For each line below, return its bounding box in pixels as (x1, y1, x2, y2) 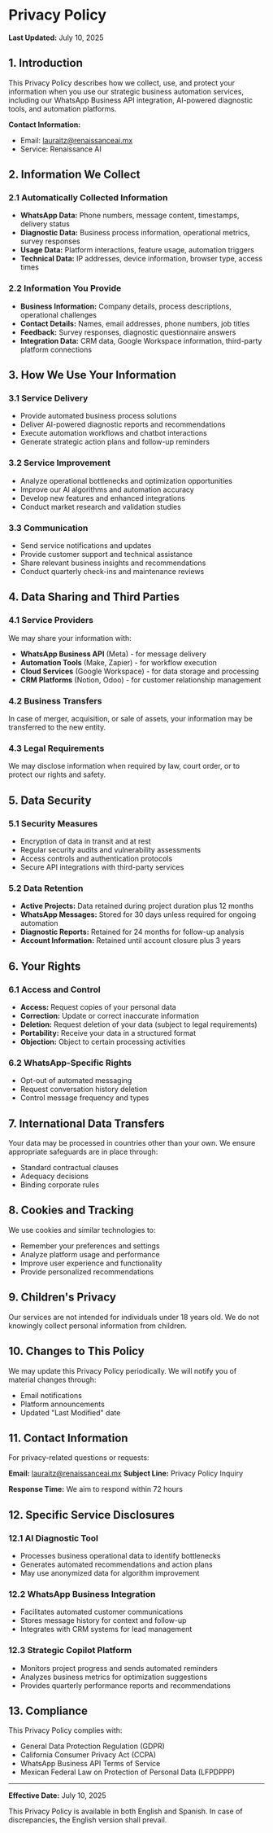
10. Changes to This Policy (8, 1344, 145, 1358)
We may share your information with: (8, 633, 132, 642)
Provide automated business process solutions (19, 411, 177, 421)
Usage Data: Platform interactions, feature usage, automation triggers (19, 245, 254, 255)
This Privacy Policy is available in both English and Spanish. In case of (8, 1806, 243, 1817)
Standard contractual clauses (19, 1163, 119, 1173)
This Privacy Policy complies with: (8, 1726, 123, 1735)
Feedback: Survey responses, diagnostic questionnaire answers (19, 327, 236, 337)
